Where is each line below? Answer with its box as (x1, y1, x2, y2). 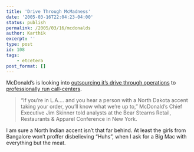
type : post (6, 42, 33, 48)
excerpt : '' (6, 36, 35, 42)
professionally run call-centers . (6, 86, 83, 93)
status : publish (6, 19, 46, 25)
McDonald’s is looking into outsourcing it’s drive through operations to (6, 79, 176, 86)
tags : (6, 52, 19, 58)
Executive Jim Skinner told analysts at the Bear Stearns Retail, (20, 109, 172, 116)
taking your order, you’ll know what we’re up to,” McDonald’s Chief (20, 103, 183, 110)
